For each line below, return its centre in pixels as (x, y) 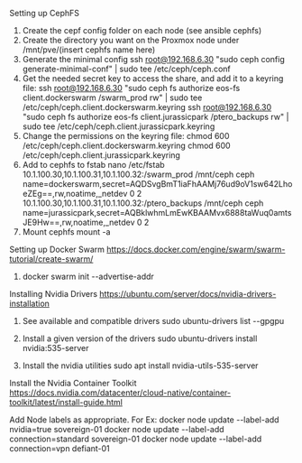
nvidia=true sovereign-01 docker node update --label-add (117, 429)
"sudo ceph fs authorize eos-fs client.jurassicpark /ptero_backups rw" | (156, 117)
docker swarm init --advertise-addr (88, 276)
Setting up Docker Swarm (57, 249)
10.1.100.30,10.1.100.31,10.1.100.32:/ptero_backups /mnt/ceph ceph (143, 203)
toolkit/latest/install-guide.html (66, 402)
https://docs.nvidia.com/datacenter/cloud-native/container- (120, 393)
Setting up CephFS (44, 13)
